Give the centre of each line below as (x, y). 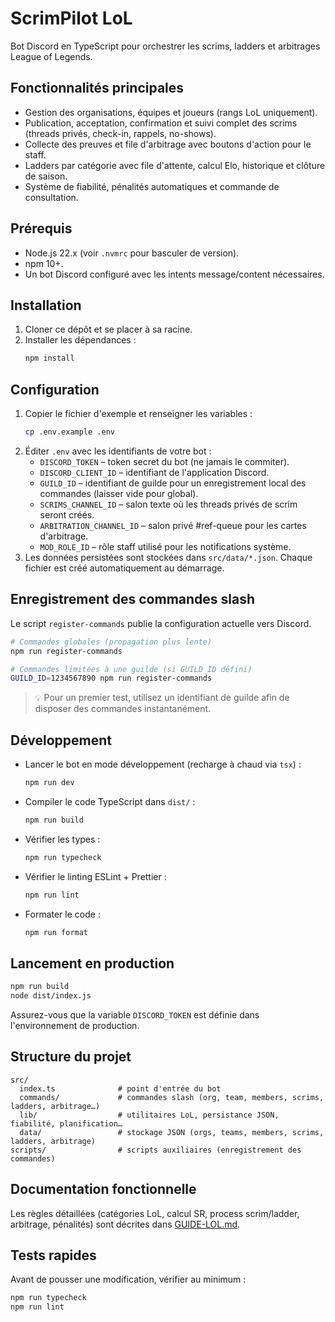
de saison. (46, 176)
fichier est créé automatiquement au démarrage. (124, 568)
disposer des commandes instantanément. (123, 709)
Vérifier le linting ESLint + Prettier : (95, 876)
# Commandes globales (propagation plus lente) (111, 642)
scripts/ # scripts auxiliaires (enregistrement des (156, 1150)
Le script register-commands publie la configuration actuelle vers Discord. (161, 623)
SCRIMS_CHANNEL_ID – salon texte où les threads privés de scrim (168, 504)
